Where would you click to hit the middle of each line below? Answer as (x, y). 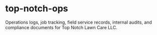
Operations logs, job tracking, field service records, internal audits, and (78, 22)
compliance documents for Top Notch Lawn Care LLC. (61, 27)
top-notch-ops (37, 9)
